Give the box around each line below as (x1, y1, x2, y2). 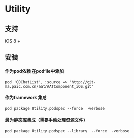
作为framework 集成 (5, 95, 47, 101)
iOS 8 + (5, 38, 21, 44)
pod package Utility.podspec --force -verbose (5, 106, 105, 111)
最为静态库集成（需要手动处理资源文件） (5, 117, 88, 123)
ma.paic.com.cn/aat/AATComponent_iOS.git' (5, 84, 94, 89)
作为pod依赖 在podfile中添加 (5, 68, 64, 74)
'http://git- (69, 79, 96, 85)
